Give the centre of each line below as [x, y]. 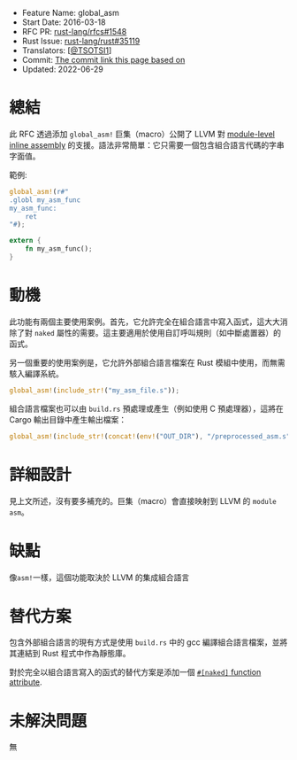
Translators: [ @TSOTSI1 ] [67, 50]
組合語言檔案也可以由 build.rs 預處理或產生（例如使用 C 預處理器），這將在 [147, 408]
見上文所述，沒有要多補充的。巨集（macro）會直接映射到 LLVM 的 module [143, 500]
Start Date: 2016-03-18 [64, 22]
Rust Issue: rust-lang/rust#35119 [81, 41]
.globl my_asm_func [45, 200]
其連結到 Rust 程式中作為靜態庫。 [70, 654]
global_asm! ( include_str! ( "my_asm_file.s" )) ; [94, 390]
